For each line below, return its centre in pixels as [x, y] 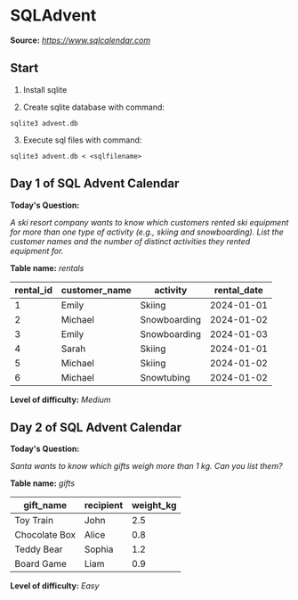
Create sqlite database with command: [94, 107]
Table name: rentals [47, 267]
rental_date [238, 290]
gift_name [45, 505]
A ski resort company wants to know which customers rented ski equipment [149, 222]
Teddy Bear [39, 549]
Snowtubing [165, 377]
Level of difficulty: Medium [60, 399]
